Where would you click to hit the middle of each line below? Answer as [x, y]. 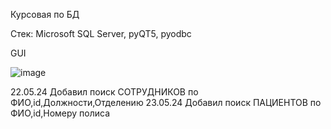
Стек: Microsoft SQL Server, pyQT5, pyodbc [101, 33]
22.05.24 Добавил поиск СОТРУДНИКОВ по [104, 92]
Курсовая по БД [45, 14]
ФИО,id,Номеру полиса [60, 113]
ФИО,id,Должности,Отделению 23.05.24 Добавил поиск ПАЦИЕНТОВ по [166, 102]
